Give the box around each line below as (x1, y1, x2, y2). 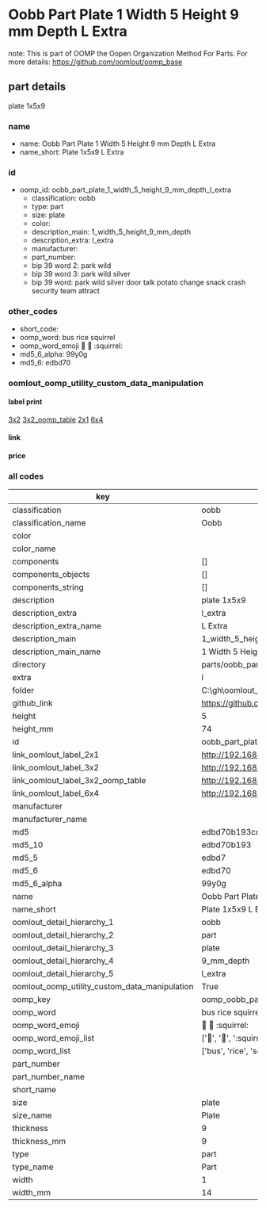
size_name (12, 1110, 52, 1121)
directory (12, 659, 46, 671)
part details (8, 80, 66, 94)
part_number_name (12, 1072, 85, 1083)
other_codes (8, 306, 58, 317)
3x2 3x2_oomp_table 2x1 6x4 (8, 415, 104, 424)
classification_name (12, 518, 86, 529)
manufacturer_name (12, 814, 88, 825)
